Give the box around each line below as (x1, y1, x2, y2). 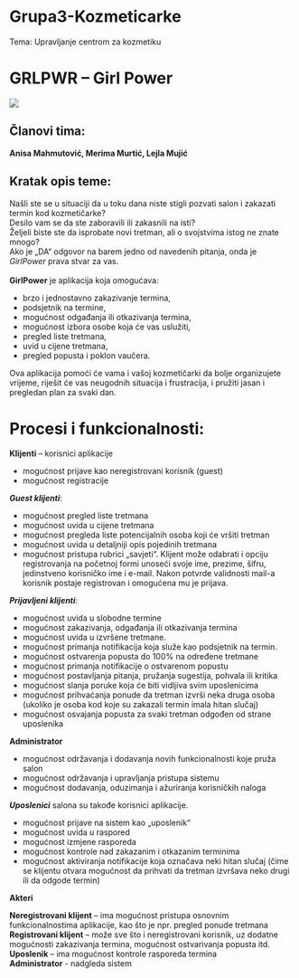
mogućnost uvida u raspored (22, 827, 131, 838)
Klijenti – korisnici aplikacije (9, 448, 113, 459)
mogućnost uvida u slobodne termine (22, 612, 163, 623)
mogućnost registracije (22, 475, 109, 486)
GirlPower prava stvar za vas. (9, 255, 119, 266)
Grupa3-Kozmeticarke (9, 6, 182, 27)
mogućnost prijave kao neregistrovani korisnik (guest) (22, 466, 224, 477)
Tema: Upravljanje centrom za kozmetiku (9, 36, 162, 47)
